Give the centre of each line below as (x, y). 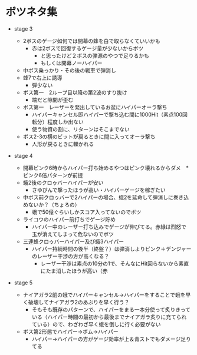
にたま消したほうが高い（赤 (74, 271)
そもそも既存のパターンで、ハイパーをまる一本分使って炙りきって (111, 309)
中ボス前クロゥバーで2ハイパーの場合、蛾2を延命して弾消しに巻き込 (106, 197)
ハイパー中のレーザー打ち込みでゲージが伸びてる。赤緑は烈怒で (109, 227)
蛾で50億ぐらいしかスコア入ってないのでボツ (86, 212)
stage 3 (23, 29)
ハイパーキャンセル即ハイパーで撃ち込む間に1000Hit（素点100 (107, 114)
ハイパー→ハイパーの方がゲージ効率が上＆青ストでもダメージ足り (111, 339)
